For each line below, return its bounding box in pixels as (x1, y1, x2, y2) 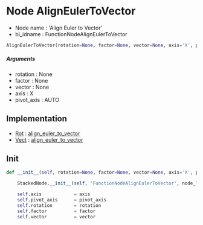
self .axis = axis (17, 191, 91, 197)
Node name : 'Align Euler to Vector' (14, 24, 103, 31)
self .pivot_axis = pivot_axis (17, 197, 107, 203)
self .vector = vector (17, 214, 96, 220)
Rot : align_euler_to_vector (14, 130, 80, 137)
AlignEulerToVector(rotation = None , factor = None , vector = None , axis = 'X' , (6, 42, 193, 48)
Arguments (6, 55, 36, 63)
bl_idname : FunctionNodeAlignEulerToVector (14, 30, 128, 37)
